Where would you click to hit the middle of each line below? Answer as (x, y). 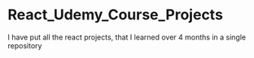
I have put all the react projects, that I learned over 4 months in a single (127, 37)
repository (25, 45)
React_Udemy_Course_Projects (115, 15)
